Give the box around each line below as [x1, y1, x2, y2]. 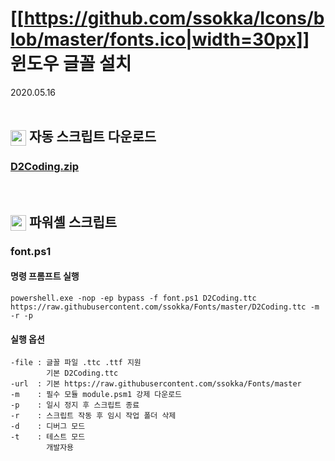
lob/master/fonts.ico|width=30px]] [10, 28, 310, 51]
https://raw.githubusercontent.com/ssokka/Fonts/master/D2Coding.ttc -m [10, 302, 320, 312]
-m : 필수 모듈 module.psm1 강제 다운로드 [10, 390, 183, 400]
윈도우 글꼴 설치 [10, 53, 132, 76]
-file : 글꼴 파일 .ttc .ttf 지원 [10, 358, 142, 368]
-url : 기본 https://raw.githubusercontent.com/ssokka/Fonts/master [10, 379, 302, 389]
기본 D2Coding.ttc [46, 368, 119, 379]
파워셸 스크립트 [28, 213, 118, 231]
